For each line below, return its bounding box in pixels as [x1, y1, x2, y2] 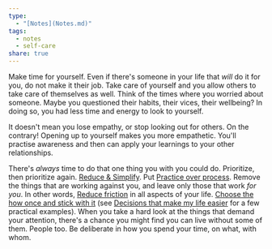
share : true [8, 49, 49, 58]
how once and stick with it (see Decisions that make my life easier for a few [8, 198, 260, 208]
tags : [8, 27, 27, 35]
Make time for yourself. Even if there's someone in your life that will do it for [8, 72, 261, 81]
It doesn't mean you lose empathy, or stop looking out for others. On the [8, 122, 249, 131]
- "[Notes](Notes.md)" [15, 19, 92, 28]
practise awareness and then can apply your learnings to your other [8, 140, 235, 148]
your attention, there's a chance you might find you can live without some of [8, 216, 263, 225]
